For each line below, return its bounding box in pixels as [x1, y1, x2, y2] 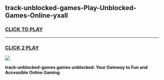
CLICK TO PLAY [5, 26, 43, 33]
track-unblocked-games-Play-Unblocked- [5, 4, 137, 12]
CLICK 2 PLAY [5, 44, 39, 51]
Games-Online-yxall [5, 12, 68, 20]
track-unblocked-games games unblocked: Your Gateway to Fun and [5, 64, 148, 70]
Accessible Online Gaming [5, 69, 60, 75]
